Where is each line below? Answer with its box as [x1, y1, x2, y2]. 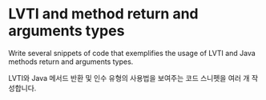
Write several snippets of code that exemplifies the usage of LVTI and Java [8, 48, 256, 58]
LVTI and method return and [8, 5, 199, 23]
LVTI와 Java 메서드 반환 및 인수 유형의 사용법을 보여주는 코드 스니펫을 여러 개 [8, 73, 250, 82]
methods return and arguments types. [8, 57, 134, 66]
